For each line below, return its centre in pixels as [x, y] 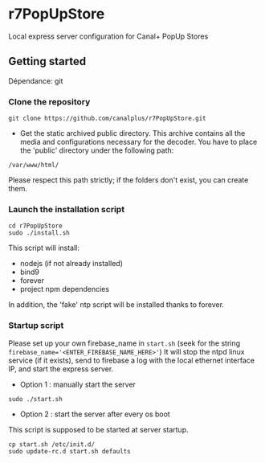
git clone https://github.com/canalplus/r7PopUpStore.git [107, 119]
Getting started [47, 61]
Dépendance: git [36, 80]
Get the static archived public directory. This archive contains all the [132, 133]
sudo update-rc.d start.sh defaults [69, 451]
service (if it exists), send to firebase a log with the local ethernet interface [132, 360]
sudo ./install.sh [39, 233]
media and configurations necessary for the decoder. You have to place [139, 142]
